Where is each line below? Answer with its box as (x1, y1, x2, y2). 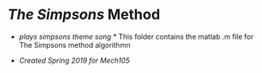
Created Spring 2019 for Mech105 (18, 56, 131, 65)
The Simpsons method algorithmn (18, 40, 131, 49)
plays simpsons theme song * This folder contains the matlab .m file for (18, 32, 254, 41)
